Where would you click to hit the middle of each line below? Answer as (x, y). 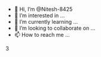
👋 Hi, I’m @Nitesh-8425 (43, 9)
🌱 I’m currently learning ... (46, 22)
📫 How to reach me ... (42, 35)
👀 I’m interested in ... (39, 15)
